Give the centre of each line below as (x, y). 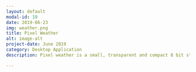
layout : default (26, 11)
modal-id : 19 (22, 17)
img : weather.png (27, 28)
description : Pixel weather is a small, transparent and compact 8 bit (95, 55)
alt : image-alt (24, 39)
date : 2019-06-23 (27, 22)
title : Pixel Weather (32, 33)
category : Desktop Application (44, 50)
